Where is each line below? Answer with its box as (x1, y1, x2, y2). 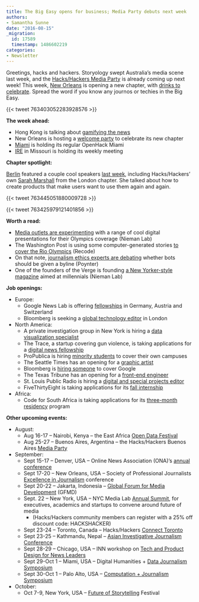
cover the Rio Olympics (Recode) (14, 247, 96, 255)
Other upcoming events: (6, 414, 68, 421)
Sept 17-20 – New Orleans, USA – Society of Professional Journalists (23, 469, 191, 477)
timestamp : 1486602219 (11, 42, 68, 48)
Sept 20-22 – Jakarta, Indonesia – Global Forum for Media (23, 482, 165, 489)
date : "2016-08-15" (6, 25, 54, 31)
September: (14, 450, 44, 458)
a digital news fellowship (23, 346, 84, 353)
